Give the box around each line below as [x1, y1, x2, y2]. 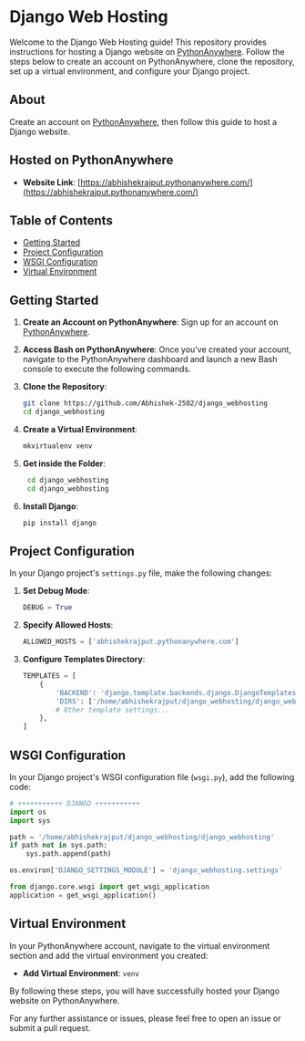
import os [9, 807, 47, 817]
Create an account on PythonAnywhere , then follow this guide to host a [9, 116, 278, 127]
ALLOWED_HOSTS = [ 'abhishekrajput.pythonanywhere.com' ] [22, 637, 239, 647]
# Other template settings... [56, 705, 170, 714]
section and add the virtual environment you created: [9, 950, 208, 961]
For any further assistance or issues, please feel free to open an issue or [9, 1013, 282, 1024]
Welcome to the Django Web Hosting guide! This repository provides [9, 36, 267, 47]
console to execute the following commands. [22, 363, 191, 375]
